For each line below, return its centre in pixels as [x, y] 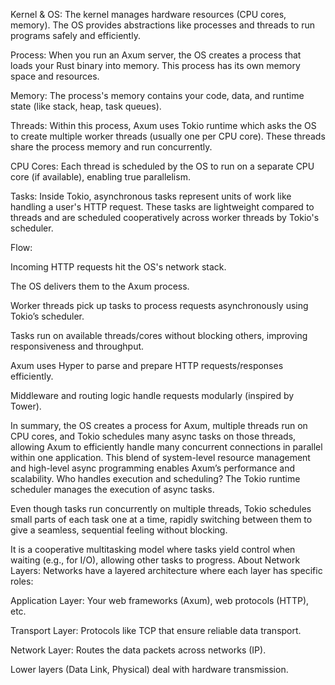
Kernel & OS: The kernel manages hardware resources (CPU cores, [148, 14]
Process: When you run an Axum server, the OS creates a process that [156, 55]
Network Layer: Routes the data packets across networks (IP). [138, 650]
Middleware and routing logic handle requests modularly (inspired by [152, 395]
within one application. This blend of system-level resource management [160, 457]
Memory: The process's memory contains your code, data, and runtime [157, 95]
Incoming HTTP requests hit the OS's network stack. [118, 267]
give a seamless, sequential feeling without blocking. [119, 530]
